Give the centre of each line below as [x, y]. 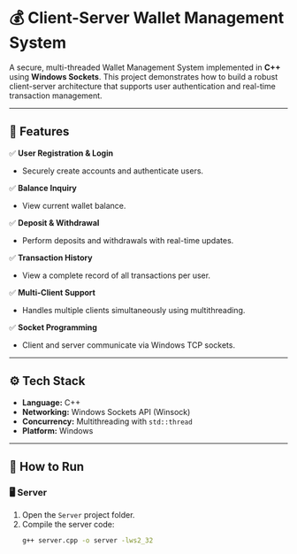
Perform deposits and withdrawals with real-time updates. [128, 240]
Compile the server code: [68, 525]
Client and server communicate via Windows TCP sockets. [129, 345]
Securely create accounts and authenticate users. [113, 171]
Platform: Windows [57, 430]
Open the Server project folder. [78, 515]
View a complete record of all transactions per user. [116, 275]
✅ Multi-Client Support [52, 292]
